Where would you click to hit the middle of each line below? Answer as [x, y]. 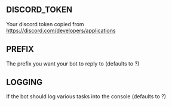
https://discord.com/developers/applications [61, 30]
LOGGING [24, 82]
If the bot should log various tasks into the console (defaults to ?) [86, 96]
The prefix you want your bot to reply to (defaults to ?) [73, 63]
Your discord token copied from [45, 24]
